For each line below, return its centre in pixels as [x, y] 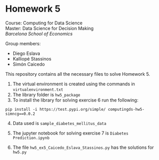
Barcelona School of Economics [39, 34]
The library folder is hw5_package [46, 94]
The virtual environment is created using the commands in [74, 84]
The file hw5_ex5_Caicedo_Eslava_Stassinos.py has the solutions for [83, 147]
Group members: [23, 43]
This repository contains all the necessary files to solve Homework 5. [78, 74]
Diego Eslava [26, 53]
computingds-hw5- [126, 109]
